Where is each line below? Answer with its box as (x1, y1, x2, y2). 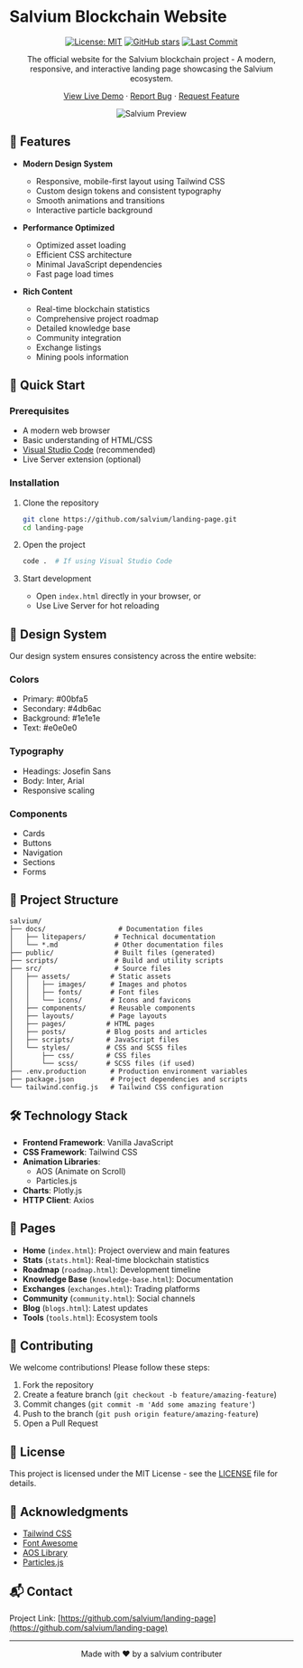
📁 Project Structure (9, 892, 119, 908)
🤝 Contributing (9, 1338, 94, 1353)
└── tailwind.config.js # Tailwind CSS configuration (9, 1082, 224, 1091)
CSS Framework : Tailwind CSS (22, 1146, 138, 1157)
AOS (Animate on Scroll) (35, 1165, 126, 1176)
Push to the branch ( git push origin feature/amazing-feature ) (22, 1409, 259, 1419)
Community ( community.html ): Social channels (22, 1293, 196, 1304)
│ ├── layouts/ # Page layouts (9, 1011, 168, 1021)
